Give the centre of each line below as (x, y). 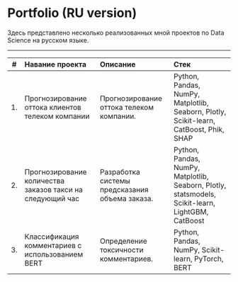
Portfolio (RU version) (72, 13)
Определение (123, 241)
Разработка (120, 171)
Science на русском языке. (48, 40)
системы (115, 181)
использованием (54, 254)
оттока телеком (127, 107)
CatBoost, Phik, (199, 129)
